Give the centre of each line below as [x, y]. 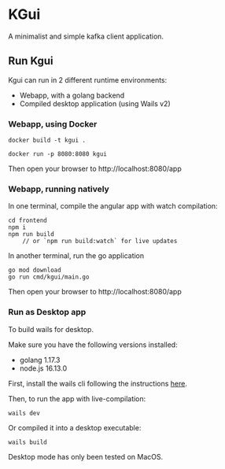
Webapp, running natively [59, 189]
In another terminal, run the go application [76, 256]
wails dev [24, 413]
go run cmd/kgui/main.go [49, 277]
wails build [28, 442]
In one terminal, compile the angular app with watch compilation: [113, 206]
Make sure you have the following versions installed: [93, 345]
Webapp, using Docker [53, 124]
